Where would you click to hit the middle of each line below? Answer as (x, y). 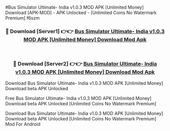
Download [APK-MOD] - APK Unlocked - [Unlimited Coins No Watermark (81, 13)
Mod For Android (23, 124)
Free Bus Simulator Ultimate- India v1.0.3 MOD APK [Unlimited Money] (78, 98)
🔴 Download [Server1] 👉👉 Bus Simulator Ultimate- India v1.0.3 (85, 31)
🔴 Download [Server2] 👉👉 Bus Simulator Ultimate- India (85, 64)
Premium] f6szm (23, 18)
